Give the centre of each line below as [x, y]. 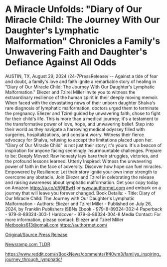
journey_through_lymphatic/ [34, 259]
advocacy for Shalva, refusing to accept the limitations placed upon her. [79, 140]
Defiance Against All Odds [61, 62]
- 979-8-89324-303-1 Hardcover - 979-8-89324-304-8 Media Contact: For [83, 214]
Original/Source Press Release [36, 234]
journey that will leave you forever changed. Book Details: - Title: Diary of [80, 193]
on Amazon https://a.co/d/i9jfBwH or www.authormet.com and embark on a [83, 187]
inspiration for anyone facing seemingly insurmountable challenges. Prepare [83, 150]
